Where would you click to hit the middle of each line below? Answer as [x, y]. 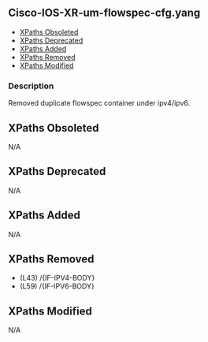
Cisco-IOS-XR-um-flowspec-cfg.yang [104, 13]
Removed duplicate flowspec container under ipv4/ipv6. [99, 103]
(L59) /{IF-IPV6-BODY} [57, 286]
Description [31, 86]
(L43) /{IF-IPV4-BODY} [57, 278]
